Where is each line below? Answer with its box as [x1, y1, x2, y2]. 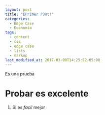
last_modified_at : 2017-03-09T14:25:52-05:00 [5, 57, 100, 62]
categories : [5, 16, 30, 21]
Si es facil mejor [12, 104, 45, 111]
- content [9, 35, 30, 40]
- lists [9, 48, 26, 53]
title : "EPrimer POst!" [5, 12, 54, 17]
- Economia [9, 26, 32, 30]
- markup [9, 53, 28, 58]
